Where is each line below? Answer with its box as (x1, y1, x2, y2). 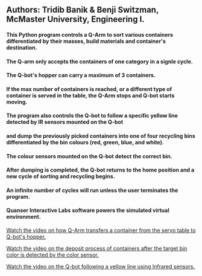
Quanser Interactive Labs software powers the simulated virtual (6, 207, 170, 214)
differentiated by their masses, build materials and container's (6, 37, 166, 45)
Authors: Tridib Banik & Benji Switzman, (6, 5, 159, 15)
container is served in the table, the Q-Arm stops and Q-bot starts (6, 92, 175, 99)
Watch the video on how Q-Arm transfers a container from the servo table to (6, 226, 196, 234)
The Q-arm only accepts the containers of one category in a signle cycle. (6, 57, 193, 65)
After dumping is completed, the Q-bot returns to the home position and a (6, 166, 195, 174)
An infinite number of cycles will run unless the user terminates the (6, 187, 178, 194)
